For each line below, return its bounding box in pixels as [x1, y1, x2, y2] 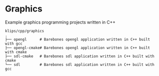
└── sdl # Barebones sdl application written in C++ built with [5, 62, 155, 67]
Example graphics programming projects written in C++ [5, 19, 116, 25]
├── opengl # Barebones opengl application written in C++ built [5, 37, 150, 42]
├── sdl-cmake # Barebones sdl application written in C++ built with [5, 54, 155, 59]
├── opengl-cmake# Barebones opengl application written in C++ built [5, 45, 150, 50]
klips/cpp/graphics [5, 28, 44, 33]
